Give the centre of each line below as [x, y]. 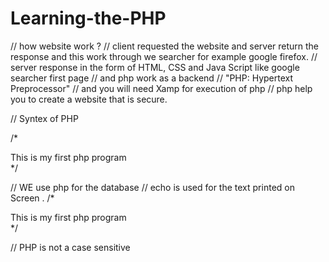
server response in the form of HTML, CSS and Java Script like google [155, 67]
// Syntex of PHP [44, 118]
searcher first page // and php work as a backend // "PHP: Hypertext [152, 78]
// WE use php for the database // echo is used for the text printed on [152, 187]
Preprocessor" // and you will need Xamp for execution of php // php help [161, 88]
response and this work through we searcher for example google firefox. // [164, 56]
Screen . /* [32, 198]
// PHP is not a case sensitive [70, 247]
